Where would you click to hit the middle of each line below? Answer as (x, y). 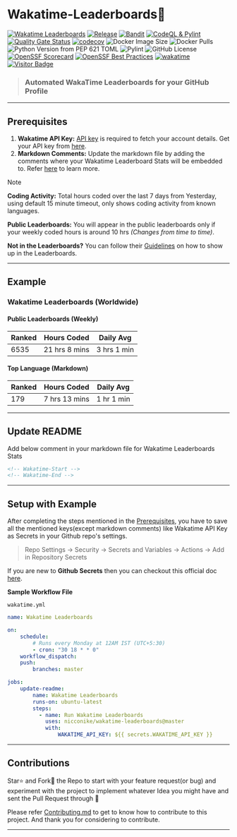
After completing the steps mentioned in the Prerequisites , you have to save (117, 521)
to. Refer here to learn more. (59, 169)
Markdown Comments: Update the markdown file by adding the (111, 154)
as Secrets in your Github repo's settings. (67, 536)
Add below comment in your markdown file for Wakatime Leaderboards (111, 448)
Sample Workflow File (40, 592)
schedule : (35, 637)
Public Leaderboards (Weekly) (53, 319)
